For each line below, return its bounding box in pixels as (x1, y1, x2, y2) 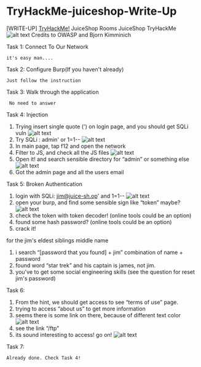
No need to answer (9, 100, 57, 106)
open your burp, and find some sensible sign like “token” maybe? (15, 198, 181, 206)
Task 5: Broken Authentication (6, 180, 83, 188)
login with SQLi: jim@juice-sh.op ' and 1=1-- (15, 192, 125, 199)
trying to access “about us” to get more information (15, 305, 146, 312)
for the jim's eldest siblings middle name (6, 236, 109, 244)
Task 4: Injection (6, 110, 49, 118)
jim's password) (15, 274, 57, 282)
